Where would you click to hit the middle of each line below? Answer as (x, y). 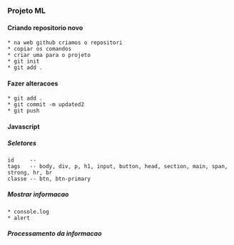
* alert (19, 218)
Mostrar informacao (38, 194)
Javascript (24, 126)
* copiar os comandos (40, 49)
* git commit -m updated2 (46, 105)
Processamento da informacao (55, 234)
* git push (24, 111)
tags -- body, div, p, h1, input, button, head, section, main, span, (118, 166)
